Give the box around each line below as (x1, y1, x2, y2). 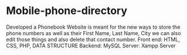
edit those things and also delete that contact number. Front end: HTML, (6, 36, 181, 43)
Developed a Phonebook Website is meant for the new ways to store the (6, 23, 181, 30)
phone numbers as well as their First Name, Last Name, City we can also (6, 29, 181, 36)
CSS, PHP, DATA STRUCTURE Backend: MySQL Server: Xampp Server (6, 42, 176, 49)
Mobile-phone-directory (6, 4, 128, 18)
